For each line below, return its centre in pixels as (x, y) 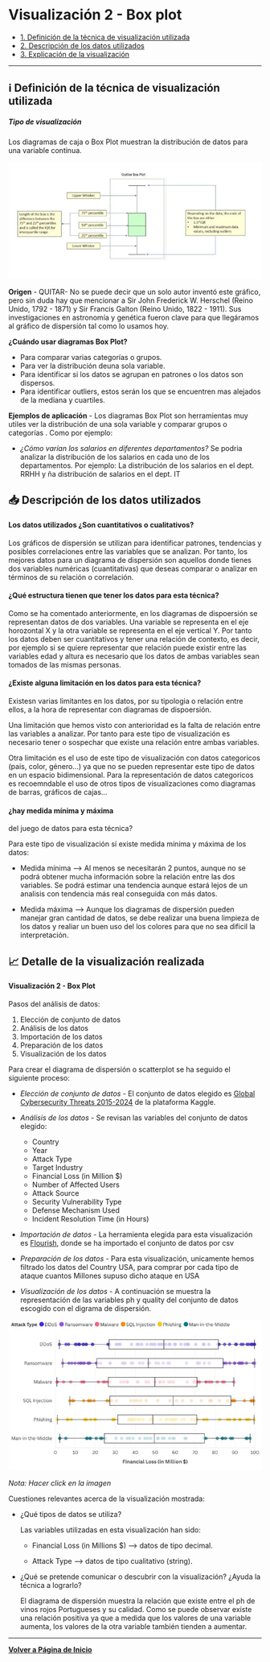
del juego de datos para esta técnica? (71, 829)
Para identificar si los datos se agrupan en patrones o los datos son (131, 374)
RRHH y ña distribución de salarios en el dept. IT (100, 473)
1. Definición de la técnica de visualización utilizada (105, 37)
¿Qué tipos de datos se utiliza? (71, 1515)
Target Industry (57, 1167)
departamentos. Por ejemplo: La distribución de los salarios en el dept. (137, 465)
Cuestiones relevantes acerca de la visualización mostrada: (106, 1499)
